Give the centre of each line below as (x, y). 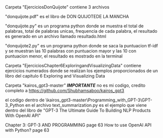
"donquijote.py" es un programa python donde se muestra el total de (74, 26)
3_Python (15, 105)
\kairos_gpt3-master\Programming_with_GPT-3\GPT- (99, 100)
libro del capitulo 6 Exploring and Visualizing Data (55, 76)
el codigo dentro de (25, 100)
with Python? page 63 (27, 130)
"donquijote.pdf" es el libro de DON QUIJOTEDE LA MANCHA (67, 16)
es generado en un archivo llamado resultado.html (56, 36)
